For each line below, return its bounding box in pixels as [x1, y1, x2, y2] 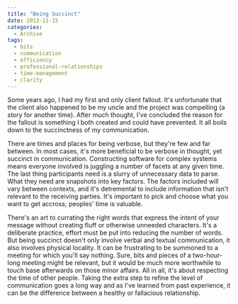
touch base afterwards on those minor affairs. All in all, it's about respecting [7, 266, 229, 275]
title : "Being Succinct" [7, 10, 81, 18]
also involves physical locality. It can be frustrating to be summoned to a [7, 244, 218, 252]
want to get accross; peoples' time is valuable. [7, 200, 143, 208]
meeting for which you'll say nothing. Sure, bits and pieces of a [7, 251, 191, 259]
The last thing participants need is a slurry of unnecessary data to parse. [7, 169, 220, 178]
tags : [7, 37, 23, 44]
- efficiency [13, 57, 52, 64]
